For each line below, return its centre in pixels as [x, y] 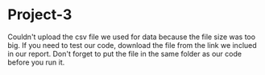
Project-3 [40, 15]
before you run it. [36, 62]
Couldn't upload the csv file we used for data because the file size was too [131, 37]
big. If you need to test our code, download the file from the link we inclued [132, 45]
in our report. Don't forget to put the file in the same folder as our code [125, 53]
